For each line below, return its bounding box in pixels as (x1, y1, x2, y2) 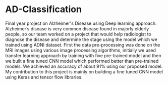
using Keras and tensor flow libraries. (5, 74, 83, 80)
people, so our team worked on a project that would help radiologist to (5, 31, 151, 37)
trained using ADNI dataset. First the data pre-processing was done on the (5, 41, 160, 48)
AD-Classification (5, 4, 82, 15)
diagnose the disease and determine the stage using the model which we (5, 36, 157, 42)
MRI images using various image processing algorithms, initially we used (5, 47, 156, 53)
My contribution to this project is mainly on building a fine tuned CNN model (5, 68, 163, 74)
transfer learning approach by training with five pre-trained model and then (5, 52, 161, 59)
